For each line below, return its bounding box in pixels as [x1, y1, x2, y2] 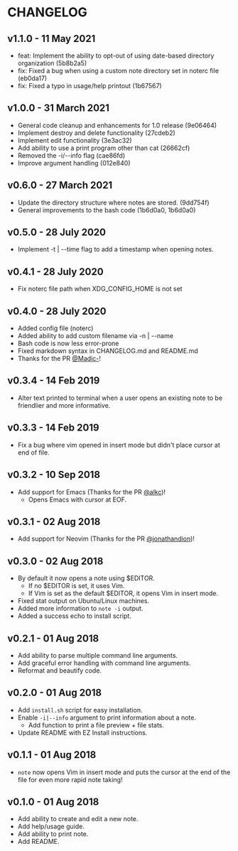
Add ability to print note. [17, 830, 89, 838]
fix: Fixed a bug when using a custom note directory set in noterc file [17, 67, 219, 75]
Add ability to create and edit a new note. [17, 815, 139, 823]
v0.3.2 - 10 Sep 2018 [7, 469, 101, 481]
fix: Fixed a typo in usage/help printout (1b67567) [17, 82, 162, 90]
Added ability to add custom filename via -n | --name [17, 332, 174, 340]
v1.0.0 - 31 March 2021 [7, 102, 110, 114]
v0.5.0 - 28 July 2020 [7, 227, 107, 239]
